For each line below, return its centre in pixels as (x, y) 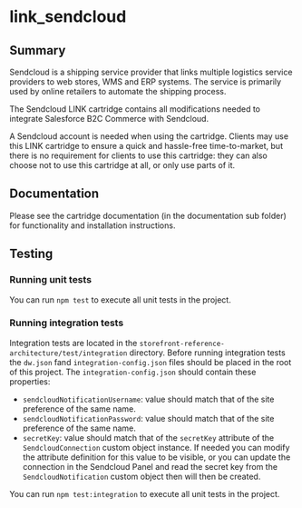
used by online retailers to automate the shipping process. (118, 91)
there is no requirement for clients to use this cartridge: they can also (138, 155)
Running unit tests (51, 280)
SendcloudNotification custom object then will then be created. (141, 476)
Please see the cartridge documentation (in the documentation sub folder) (148, 215)
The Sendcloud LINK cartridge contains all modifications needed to (135, 109)
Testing (31, 254)
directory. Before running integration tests (207, 353)
